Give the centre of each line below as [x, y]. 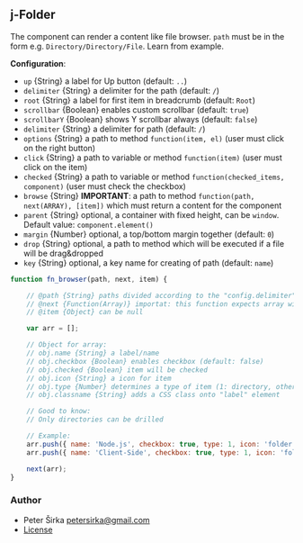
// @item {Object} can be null [85, 312]
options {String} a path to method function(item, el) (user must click [153, 138]
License [38, 529]
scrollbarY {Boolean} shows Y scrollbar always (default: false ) [140, 119]
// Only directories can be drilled [95, 420]
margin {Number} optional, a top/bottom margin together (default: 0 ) [149, 234]
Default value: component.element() [88, 224]
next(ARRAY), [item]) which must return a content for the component [152, 205]
